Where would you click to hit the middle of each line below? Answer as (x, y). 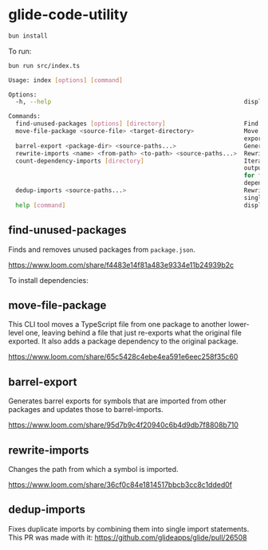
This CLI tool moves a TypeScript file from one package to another (118, 324)
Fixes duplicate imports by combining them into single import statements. (129, 528)
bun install (28, 36)
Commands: (25, 116)
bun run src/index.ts (44, 65)
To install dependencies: (49, 280)
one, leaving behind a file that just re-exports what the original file (133, 333)
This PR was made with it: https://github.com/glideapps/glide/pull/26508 (128, 537)
